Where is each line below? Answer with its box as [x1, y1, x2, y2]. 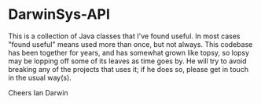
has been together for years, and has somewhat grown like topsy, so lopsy [8, 48, 250, 57]
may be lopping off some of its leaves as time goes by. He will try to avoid [8, 56, 247, 66]
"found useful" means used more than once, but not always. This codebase [8, 39, 253, 48]
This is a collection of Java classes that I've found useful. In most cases [8, 31, 241, 41]
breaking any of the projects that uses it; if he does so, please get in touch [8, 64, 249, 74]
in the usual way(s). [8, 73, 72, 82]
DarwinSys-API [8, 5, 110, 23]
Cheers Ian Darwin [8, 88, 68, 97]
